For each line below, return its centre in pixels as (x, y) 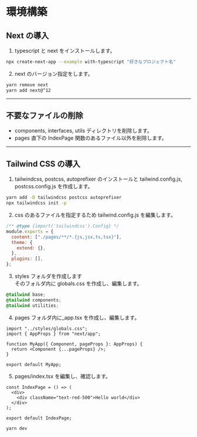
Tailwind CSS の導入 (43, 164)
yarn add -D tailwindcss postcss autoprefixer (64, 198)
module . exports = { (30, 231)
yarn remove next (27, 85)
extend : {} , (31, 248)
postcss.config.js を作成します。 (54, 187)
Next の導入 (28, 35)
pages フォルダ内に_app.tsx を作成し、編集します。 (77, 317)
